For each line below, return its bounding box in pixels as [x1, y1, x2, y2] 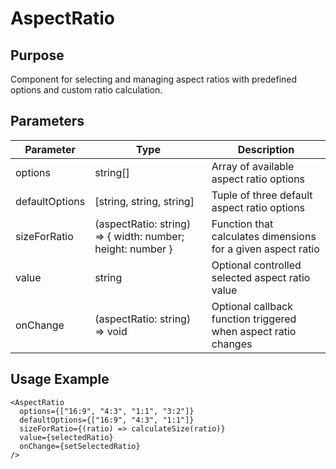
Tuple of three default [211, 188, 313, 202]
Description [237, 142, 295, 156]
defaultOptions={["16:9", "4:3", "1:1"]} [19, 415, 195, 425]
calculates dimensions [211, 229, 317, 243]
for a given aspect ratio [211, 242, 320, 256]
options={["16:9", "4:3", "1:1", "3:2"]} [19, 406, 195, 416]
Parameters [10, 113, 85, 130]
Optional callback [211, 299, 294, 313]
